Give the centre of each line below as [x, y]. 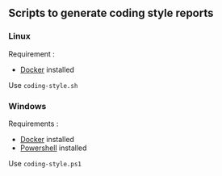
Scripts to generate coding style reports [111, 13]
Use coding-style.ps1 [45, 163]
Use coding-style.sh [43, 85]
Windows [27, 106]
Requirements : [34, 124]
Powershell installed [53, 148]
